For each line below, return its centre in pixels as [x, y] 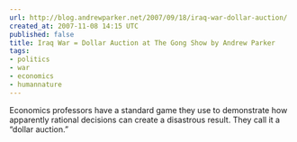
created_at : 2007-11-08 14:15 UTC [74, 26]
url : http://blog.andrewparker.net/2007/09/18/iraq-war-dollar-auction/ [148, 18]
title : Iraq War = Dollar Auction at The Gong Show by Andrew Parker [143, 43]
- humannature [36, 84]
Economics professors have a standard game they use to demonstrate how [148, 110]
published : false [42, 34]
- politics [30, 59]
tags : [19, 51]
